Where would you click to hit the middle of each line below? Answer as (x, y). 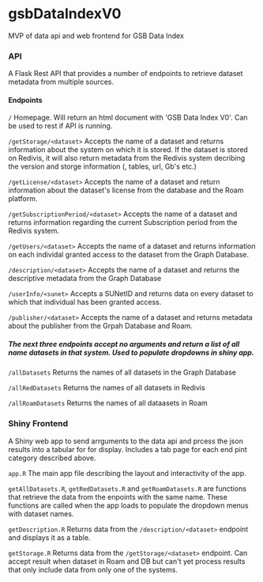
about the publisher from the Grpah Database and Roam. (100, 326)
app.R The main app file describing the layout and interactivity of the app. (127, 473)
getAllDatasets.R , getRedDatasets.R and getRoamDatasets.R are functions (128, 489)
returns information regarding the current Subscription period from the (123, 223)
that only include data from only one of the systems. (93, 569)
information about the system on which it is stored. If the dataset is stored (128, 150)
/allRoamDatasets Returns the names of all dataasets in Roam (108, 403)
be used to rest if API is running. (60, 126)
